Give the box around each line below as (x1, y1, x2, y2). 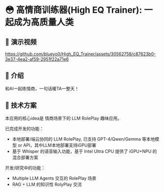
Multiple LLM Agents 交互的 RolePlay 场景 (12, 175, 96, 181)
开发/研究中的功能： (5, 165, 46, 170)
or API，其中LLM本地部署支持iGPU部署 (18, 142, 96, 148)
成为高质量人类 (14, 17, 74, 28)
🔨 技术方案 (5, 101, 37, 110)
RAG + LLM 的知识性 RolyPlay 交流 (12, 181, 82, 187)
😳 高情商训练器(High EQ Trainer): (5, 4, 142, 16)
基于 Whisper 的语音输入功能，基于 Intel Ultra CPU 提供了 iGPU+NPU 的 (12, 148, 157, 154)
